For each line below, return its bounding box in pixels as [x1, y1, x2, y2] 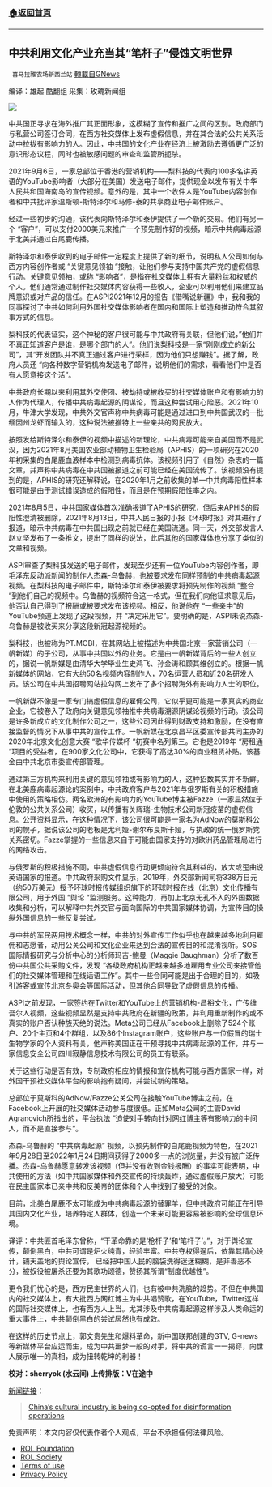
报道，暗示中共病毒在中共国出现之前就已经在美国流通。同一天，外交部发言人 [8, 523, 264, 532]
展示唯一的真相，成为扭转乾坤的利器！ [15, 1352, 143, 1361]
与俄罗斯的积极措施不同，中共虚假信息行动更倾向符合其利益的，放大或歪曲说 [8, 862, 264, 872]
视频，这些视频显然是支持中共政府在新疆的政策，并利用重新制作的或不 [29, 1008, 264, 1018]
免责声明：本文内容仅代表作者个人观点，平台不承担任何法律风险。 [8, 1428, 228, 1438]
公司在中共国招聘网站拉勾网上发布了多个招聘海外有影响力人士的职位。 [29, 679, 264, 689]
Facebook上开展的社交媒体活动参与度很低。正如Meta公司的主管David [8, 1104, 240, 1113]
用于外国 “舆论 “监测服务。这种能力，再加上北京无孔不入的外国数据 [36, 893, 261, 903]
